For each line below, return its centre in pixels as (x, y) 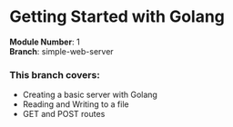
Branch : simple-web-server (61, 51)
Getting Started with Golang (117, 17)
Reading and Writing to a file (76, 104)
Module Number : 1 (45, 42)
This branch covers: (55, 74)
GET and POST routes (64, 114)
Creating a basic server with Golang (90, 95)
